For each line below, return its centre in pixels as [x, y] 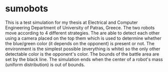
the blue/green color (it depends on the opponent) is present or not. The [80, 43]
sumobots [27, 9]
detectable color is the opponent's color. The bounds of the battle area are [82, 54]
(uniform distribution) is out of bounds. [45, 65]
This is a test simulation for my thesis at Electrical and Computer [71, 22]
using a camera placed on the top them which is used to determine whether [83, 38]
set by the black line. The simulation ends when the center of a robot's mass [84, 59]
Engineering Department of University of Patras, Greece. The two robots [80, 27]
